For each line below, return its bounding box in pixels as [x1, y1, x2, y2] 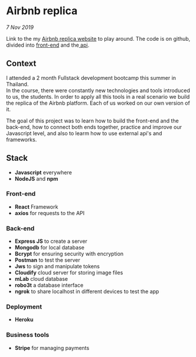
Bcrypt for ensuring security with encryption [14, 250, 124, 258]
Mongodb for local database [14, 244, 84, 251]
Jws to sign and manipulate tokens [14, 263, 100, 270]
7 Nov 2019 [6, 24, 34, 31]
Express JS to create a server [14, 238, 87, 245]
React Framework [14, 203, 58, 210]
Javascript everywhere [14, 168, 72, 176]
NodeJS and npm [14, 175, 58, 182]
